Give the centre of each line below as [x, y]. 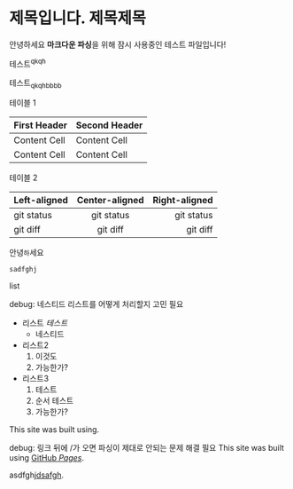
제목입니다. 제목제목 [77, 18]
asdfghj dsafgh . [37, 475]
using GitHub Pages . [47, 458]
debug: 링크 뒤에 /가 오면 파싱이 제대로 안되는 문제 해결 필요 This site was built [147, 448]
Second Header [109, 125]
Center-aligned [110, 201]
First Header [41, 125]
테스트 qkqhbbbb [35, 83]
